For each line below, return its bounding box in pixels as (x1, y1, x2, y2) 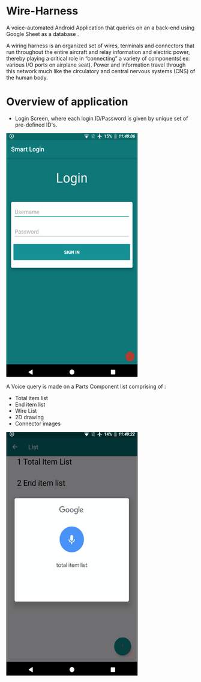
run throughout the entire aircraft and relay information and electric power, (6, 48, 190, 55)
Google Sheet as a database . (6, 30, 79, 37)
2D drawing (14, 413, 44, 420)
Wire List (14, 407, 37, 414)
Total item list (14, 394, 48, 401)
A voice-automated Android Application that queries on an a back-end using (6, 24, 195, 31)
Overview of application (6, 95, 128, 109)
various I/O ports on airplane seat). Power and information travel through (6, 61, 186, 68)
